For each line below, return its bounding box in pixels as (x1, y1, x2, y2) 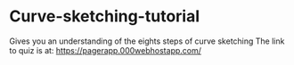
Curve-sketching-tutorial (9, 6, 200, 27)
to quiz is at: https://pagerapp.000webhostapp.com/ (9, 45, 202, 55)
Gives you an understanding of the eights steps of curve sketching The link (9, 36, 285, 46)
